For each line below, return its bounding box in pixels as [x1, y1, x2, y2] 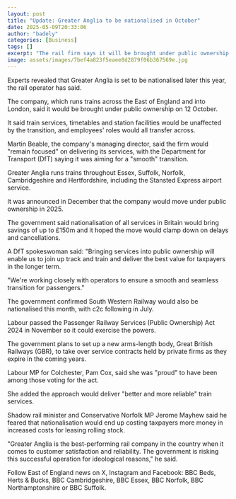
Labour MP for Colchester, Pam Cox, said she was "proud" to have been [7, 368, 218, 377]
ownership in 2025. [7, 205, 64, 213]
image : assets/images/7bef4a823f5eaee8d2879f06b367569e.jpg [7, 57, 189, 64]
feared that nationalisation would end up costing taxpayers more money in [7, 418, 224, 427]
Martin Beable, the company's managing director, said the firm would [7, 139, 208, 148]
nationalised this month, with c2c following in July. [7, 304, 154, 313]
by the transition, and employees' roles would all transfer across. [7, 125, 196, 134]
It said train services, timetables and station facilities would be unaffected [7, 118, 222, 127]
